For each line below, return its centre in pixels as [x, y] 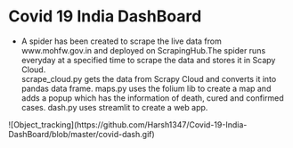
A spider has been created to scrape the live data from [121, 41]
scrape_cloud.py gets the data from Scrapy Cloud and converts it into [149, 78]
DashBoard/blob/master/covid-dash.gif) [81, 134]
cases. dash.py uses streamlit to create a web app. [114, 107]
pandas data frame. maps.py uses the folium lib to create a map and [146, 88]
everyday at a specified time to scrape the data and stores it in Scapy [148, 60]
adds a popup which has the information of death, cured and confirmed [152, 98]
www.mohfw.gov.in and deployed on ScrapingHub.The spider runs [143, 50]
